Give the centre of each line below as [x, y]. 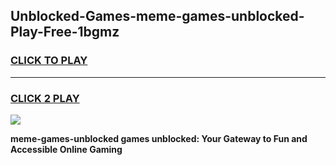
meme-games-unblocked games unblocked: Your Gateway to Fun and [159, 138]
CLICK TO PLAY [49, 61]
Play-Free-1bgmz [65, 32]
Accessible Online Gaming [66, 149]
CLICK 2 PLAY [45, 98]
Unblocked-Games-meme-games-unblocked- [157, 16]
